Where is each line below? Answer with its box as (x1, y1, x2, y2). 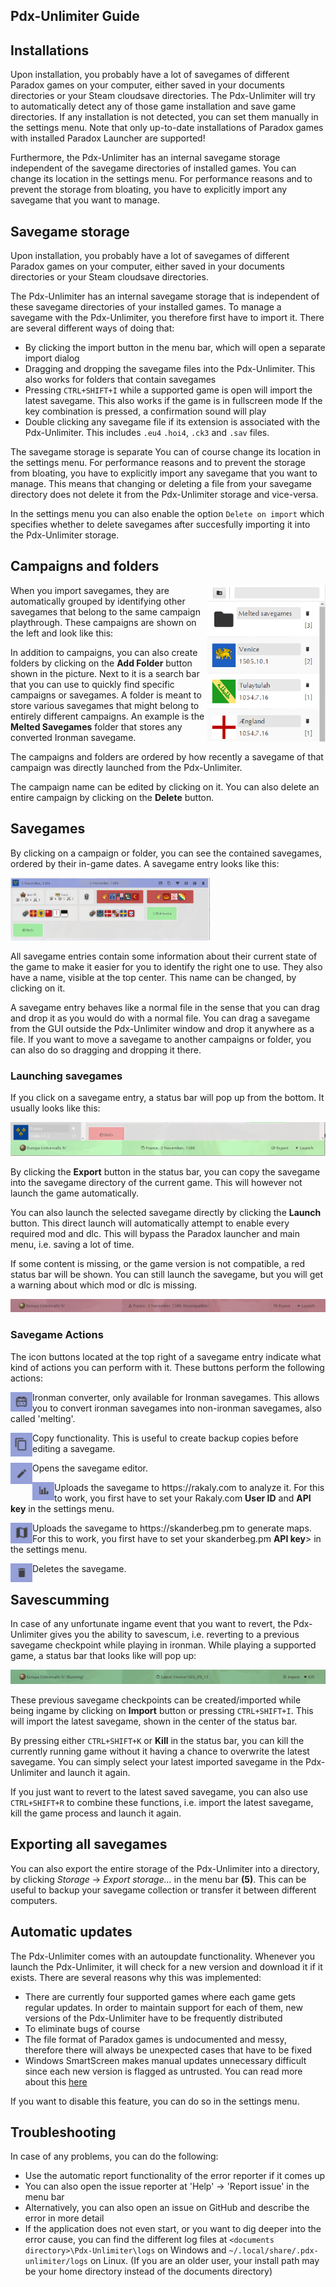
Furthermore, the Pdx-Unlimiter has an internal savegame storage (10, 152, 281, 164)
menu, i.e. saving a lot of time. (10, 1238, 135, 1250)
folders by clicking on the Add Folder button (10, 657, 193, 669)
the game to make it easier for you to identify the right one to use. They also (10, 960, 323, 973)
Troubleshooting (10, 2124, 117, 2141)
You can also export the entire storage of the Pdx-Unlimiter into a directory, (10, 1862, 320, 1874)
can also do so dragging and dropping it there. (10, 1044, 202, 1056)
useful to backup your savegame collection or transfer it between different (10, 1884, 317, 1896)
